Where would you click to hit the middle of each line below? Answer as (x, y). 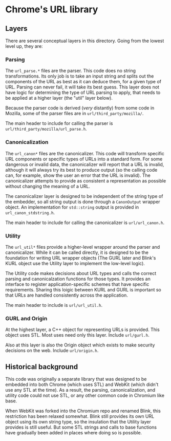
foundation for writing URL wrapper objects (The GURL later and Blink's (81, 258)
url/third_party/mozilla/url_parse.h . (46, 129)
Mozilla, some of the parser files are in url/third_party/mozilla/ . (74, 114)
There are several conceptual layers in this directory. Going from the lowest (85, 41)
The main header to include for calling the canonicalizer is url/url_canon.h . (85, 223)
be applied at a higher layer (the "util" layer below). (59, 98)
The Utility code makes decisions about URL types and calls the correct (81, 273)
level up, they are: (24, 46)
